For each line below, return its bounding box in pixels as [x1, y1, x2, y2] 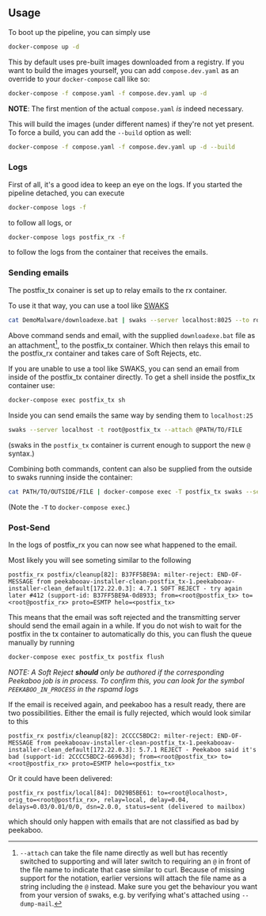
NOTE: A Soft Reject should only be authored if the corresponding [8, 668, 225, 677]
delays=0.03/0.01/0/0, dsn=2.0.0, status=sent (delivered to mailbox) [8, 803, 246, 811]
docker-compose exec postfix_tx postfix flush [8, 653, 165, 661]
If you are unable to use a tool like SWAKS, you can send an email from [8, 364, 240, 374]
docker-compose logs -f [8, 203, 87, 211]
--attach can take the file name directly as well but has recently [19, 849, 228, 858]
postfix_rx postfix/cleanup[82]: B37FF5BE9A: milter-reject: [8, 571, 215, 579]
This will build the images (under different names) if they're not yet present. [8, 119, 255, 129]
